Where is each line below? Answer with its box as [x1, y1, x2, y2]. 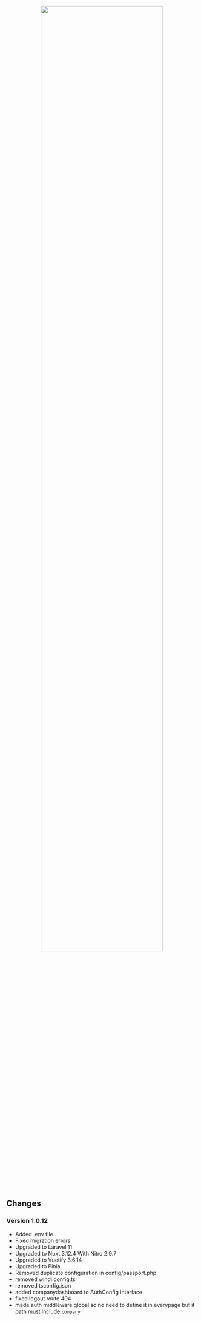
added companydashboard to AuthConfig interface [15, 1288, 143, 1296]
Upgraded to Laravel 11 [15, 1243, 73, 1251]
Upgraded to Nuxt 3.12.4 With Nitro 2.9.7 [15, 1249, 117, 1257]
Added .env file [15, 1230, 53, 1237]
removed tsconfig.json [15, 1282, 71, 1289]
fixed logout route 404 [15, 1294, 71, 1302]
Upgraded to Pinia [15, 1262, 61, 1269]
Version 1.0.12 [6, 1217, 48, 1225]
